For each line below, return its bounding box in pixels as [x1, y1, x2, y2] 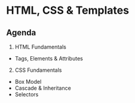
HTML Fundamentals [14, 43, 67, 50]
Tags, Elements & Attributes [14, 55, 84, 62]
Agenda [6, 28, 36, 38]
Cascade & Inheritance [14, 84, 72, 92]
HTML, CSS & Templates [6, 4, 130, 17]
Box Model [14, 78, 42, 85]
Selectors [14, 91, 39, 98]
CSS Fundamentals [14, 66, 62, 74]
